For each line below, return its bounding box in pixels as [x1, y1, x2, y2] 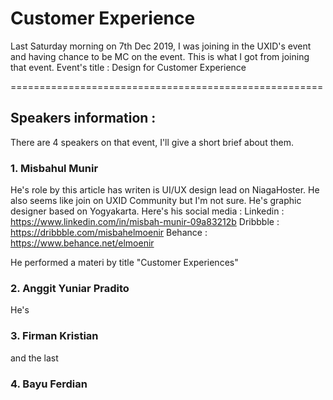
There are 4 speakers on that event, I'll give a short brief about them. [10, 136, 294, 148]
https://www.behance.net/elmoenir [10, 237, 155, 249]
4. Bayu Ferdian [10, 377, 88, 391]
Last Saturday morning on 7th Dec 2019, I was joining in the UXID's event [10, 40, 312, 52]
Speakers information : [10, 110, 157, 127]
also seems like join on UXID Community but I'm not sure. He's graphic [10, 195, 302, 207]
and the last [10, 352, 59, 364]
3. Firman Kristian [10, 329, 99, 343]
